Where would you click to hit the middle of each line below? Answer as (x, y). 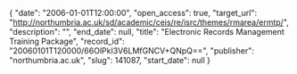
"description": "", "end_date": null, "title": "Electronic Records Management (147, 32)
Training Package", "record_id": (67, 41)
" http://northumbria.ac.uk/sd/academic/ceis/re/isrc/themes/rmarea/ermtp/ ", (149, 22)
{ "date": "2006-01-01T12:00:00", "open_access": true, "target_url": (133, 13)
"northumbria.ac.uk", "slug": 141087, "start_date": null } (110, 60)
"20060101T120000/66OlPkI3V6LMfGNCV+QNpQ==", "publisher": (132, 51)
